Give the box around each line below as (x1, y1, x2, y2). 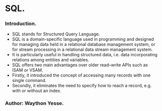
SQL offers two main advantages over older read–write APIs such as (12, 62, 148, 68)
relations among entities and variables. (12, 57, 89, 63)
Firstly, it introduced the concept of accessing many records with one (12, 72, 151, 78)
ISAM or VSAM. (12, 67, 44, 73)
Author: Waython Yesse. (5, 100, 64, 107)
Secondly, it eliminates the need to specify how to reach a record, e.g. (12, 83, 152, 89)
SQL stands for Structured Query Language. (12, 31, 100, 37)
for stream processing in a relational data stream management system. (12, 47, 153, 52)
